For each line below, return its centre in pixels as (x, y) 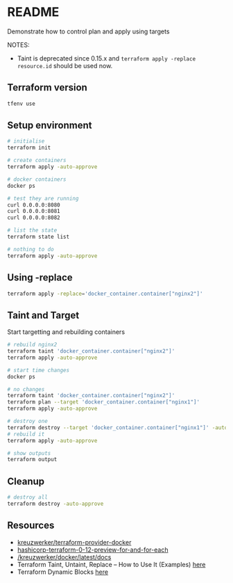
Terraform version (48, 88)
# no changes (26, 389)
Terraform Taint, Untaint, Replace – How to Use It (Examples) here (111, 564)
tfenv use (21, 104)
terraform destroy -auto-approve (55, 504)
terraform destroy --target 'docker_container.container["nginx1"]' (108, 428)
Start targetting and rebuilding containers (66, 332)
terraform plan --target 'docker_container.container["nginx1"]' (103, 402)
